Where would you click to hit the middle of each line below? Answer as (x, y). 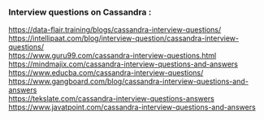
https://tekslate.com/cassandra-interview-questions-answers (112, 99)
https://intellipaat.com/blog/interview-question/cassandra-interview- (124, 38)
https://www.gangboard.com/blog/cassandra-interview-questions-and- (129, 81)
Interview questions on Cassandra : (80, 12)
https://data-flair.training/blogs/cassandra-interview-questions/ (115, 30)
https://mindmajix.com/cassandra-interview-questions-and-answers (123, 64)
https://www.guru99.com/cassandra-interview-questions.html (113, 56)
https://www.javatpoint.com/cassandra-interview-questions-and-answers (132, 107)
